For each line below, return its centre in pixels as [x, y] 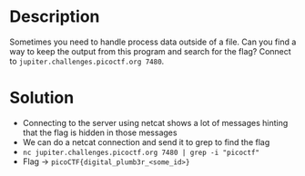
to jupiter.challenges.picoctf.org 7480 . [87, 61]
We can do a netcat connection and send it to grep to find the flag [146, 142]
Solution [42, 98]
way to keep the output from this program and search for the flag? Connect [150, 51]
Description [55, 17]
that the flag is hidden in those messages [100, 132]
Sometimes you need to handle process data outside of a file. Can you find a [153, 42]
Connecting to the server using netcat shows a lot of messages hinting [155, 122]
